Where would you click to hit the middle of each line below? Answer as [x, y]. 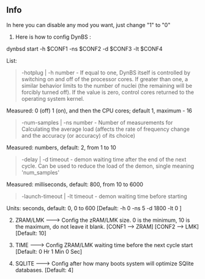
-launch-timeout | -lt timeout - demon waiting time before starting [104, 196]
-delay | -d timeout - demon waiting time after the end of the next [104, 159]
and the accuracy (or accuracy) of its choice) [78, 135]
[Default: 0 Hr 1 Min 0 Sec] [49, 251]
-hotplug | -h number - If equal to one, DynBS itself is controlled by [106, 73]
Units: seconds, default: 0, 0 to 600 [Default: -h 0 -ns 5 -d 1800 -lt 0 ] [94, 208]
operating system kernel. [53, 98]
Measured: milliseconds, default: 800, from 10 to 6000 [75, 184]
